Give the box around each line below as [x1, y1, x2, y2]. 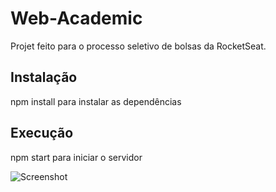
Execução [10, 125, 74, 142]
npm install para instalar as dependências [10, 95, 182, 107]
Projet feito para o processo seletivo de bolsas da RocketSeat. [10, 40, 267, 52]
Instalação [10, 69, 78, 86]
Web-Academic [10, 7, 143, 30]
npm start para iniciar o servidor [10, 151, 143, 163]
